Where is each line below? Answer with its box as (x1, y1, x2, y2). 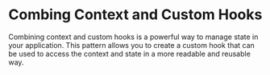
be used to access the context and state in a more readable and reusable (8, 49, 251, 58)
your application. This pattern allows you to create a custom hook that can (8, 40, 255, 49)
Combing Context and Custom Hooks (8, 6, 263, 24)
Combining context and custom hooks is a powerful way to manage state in (8, 32, 259, 41)
